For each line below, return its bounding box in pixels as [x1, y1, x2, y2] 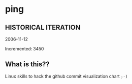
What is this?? [5, 60, 50, 69]
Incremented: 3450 [5, 46, 44, 51]
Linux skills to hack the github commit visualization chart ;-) [5, 73, 128, 79]
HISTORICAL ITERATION [5, 23, 81, 32]
